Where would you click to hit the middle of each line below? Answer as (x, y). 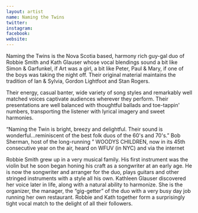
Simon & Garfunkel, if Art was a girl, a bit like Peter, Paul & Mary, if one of (95, 68)
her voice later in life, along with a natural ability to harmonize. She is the (95, 185)
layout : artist (25, 12)
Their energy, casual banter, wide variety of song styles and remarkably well (99, 93)
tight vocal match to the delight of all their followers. (69, 204)
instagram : (20, 28)
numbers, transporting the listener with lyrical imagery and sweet (85, 111)
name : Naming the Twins (35, 17)
